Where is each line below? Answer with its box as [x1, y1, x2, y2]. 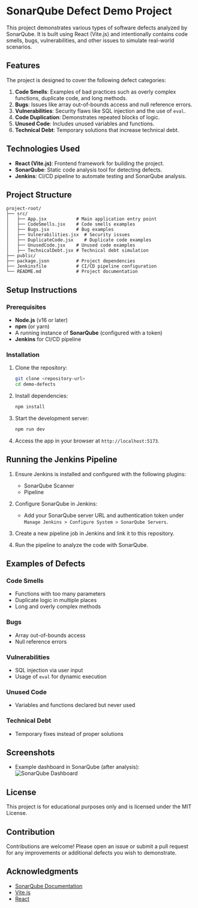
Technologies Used [6, 144, 80, 154]
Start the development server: [14, 414, 89, 422]
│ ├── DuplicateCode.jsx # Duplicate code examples [6, 237, 152, 243]
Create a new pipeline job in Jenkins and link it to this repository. [14, 530, 175, 537]
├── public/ [6, 253, 36, 259]
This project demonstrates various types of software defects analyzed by [6, 24, 188, 31]
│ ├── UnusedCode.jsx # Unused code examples [6, 242, 136, 248]
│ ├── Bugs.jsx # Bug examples [6, 227, 114, 233]
